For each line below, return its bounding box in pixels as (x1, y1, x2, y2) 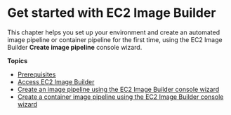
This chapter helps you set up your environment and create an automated (7, 28, 220, 36)
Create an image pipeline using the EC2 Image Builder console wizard (17, 85, 220, 93)
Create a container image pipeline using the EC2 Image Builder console (17, 93, 224, 101)
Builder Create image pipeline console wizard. (7, 43, 143, 51)
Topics (7, 56, 28, 65)
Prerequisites (17, 70, 56, 79)
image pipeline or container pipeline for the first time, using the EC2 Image (7, 35, 223, 43)
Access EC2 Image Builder (17, 77, 95, 86)
